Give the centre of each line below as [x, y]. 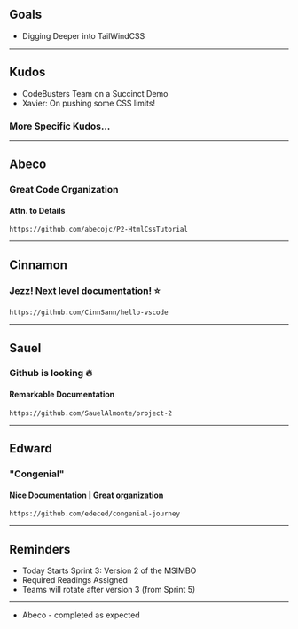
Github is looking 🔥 [51, 373]
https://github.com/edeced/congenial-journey [94, 514]
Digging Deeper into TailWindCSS [83, 35]
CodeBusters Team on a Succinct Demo [95, 93]
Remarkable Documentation [62, 395]
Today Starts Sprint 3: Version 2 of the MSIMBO [109, 570]
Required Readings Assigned [75, 579]
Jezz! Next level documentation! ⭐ [85, 290]
